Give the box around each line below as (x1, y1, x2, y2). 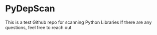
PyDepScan (5, 3, 55, 14)
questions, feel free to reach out (5, 24, 72, 30)
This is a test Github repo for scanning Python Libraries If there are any (5, 19, 152, 25)
